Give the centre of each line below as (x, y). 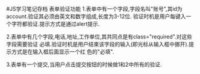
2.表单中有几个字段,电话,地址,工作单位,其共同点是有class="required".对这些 (99, 37)
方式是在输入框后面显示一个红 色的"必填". (63, 52)
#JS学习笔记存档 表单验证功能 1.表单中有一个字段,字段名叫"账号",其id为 (94, 9)
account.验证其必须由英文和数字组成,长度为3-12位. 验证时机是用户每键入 (96, 16)
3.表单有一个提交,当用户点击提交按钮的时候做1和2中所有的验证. (84, 64)
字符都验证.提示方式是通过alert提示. (55, 24)
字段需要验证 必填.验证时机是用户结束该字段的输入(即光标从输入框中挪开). (98, 44)
